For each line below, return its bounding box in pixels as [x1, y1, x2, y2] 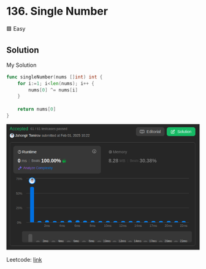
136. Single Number [6, 4, 109, 18]
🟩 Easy [6, 25, 26, 32]
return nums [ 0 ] [17, 106, 56, 113]
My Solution [6, 61, 37, 69]
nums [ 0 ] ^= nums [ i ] [28, 87, 78, 93]
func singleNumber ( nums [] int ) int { [6, 74, 103, 80]
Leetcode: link [6, 256, 42, 263]
